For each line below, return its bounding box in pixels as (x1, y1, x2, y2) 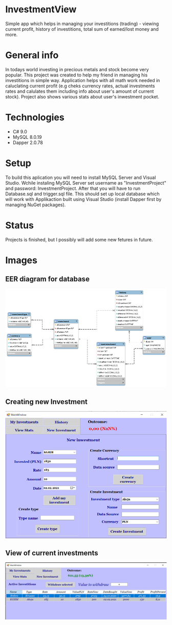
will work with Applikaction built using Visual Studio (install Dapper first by (5, 196, 162, 202)
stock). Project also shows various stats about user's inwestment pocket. (5, 93, 160, 99)
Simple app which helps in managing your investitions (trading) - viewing (5, 21, 159, 27)
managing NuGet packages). (5, 201, 66, 208)
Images (5, 254, 37, 266)
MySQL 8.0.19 (12, 134, 42, 140)
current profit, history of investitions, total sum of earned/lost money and (5, 26, 159, 32)
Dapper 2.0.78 (12, 139, 44, 146)
